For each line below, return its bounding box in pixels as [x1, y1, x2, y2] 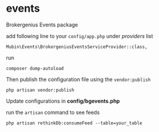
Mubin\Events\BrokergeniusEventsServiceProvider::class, [6, 43, 148, 50]
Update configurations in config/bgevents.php [6, 97, 120, 104]
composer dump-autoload [6, 65, 64, 72]
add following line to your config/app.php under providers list [6, 32, 153, 39]
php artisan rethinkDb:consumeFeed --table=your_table [6, 120, 143, 126]
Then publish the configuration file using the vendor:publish [6, 76, 151, 83]
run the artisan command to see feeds [6, 109, 100, 116]
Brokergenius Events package [6, 21, 78, 28]
